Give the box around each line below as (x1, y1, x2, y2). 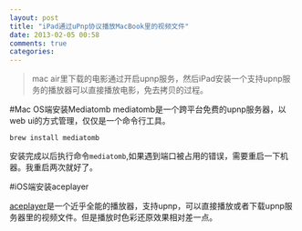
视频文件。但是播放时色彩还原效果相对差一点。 (40, 212, 217, 223)
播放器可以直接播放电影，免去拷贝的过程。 (47, 85, 208, 95)
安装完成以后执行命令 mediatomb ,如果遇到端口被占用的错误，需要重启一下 (9, 151, 281, 162)
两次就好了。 (48, 162, 98, 173)
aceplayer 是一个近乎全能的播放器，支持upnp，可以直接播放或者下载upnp (9, 201, 286, 212)
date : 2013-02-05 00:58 (9, 30, 100, 39)
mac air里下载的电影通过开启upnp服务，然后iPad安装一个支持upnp (31, 74, 283, 85)
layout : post (9, 13, 59, 23)
